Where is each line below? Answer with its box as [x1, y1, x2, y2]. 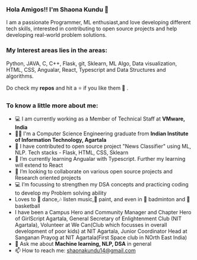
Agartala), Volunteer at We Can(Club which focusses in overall [14, 221, 167, 228]
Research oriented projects [14, 174, 81, 181]
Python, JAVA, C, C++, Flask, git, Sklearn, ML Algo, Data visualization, [6, 59, 177, 67]
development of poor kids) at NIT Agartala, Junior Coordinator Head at [14, 227, 188, 234]
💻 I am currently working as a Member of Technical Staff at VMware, [14, 115, 185, 122]
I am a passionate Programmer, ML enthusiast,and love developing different [6, 19, 191, 26]
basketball [14, 202, 40, 210]
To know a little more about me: [6, 101, 99, 109]
